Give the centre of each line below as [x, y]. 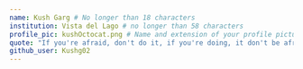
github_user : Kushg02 [50, 51]
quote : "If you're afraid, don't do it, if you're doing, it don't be [145, 43]
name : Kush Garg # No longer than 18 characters [102, 17]
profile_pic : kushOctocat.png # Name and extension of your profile [141, 34]
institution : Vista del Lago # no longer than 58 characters [127, 26]
